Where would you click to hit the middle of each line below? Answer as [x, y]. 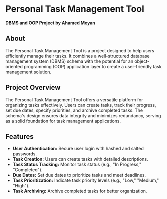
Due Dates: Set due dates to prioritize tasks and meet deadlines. [79, 175]
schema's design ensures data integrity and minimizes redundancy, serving [83, 115]
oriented [14, 66]
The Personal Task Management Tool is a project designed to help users [80, 50]
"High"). [21, 186]
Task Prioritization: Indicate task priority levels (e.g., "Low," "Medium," [86, 180]
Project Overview [33, 87]
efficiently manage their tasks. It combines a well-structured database [77, 56]
